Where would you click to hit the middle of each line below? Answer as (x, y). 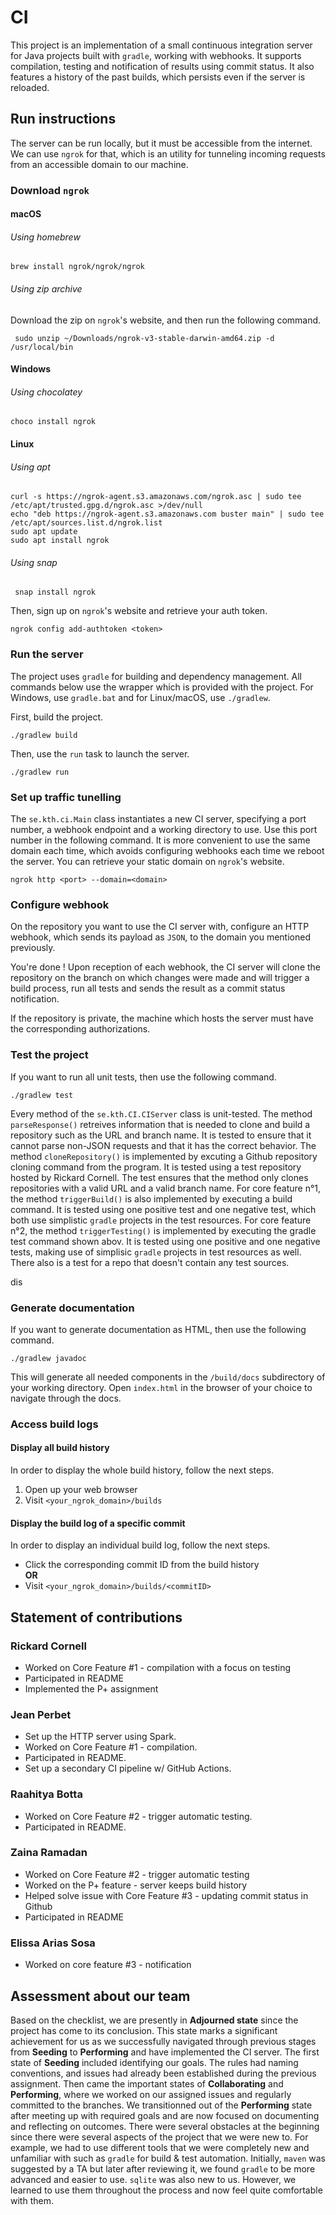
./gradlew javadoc (48, 1358)
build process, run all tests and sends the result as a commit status (148, 988)
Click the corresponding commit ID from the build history (142, 1565)
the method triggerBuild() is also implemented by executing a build (151, 1198)
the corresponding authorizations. (80, 1029)
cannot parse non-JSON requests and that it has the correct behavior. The (163, 1145)
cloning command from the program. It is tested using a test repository (156, 1167)
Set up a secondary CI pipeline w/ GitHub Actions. (128, 1768)
